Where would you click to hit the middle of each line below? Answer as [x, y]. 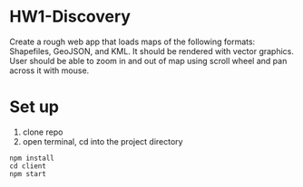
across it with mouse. [49, 70]
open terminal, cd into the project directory [103, 141]
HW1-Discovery [70, 17]
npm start [28, 173]
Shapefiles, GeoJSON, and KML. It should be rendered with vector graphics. [152, 51]
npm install [32, 158]
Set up [34, 107]
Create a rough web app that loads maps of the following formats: [132, 42]
